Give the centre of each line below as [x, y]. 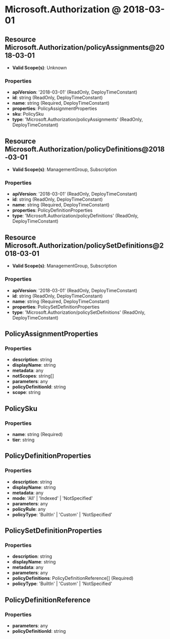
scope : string [26, 392]
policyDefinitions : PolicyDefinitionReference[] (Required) [73, 578]
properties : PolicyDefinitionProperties [52, 210]
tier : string [23, 440]
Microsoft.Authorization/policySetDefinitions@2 [84, 245]
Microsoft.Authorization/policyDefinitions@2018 [85, 149]
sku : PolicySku [28, 114]
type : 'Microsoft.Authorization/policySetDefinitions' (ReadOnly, [79, 312]
